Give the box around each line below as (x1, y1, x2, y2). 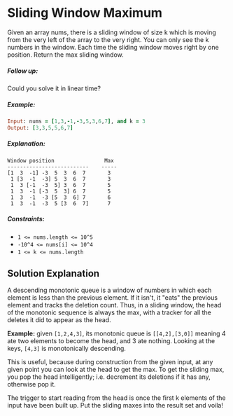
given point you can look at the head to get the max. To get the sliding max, (7, 366, 225, 374)
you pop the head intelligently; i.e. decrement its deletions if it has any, (7, 373, 211, 381)
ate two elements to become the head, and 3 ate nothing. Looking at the (7, 337, 216, 345)
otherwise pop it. (7, 380, 56, 389)
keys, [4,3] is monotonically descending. (7, 345, 126, 353)
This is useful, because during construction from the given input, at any (7, 358, 213, 366)
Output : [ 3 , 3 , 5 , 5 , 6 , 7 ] (7, 124, 73, 131)
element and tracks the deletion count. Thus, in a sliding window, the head (7, 301, 222, 310)
